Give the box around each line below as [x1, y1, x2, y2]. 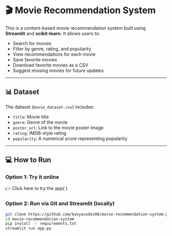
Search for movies [12, 40, 52, 46]
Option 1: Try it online [5, 174, 59, 181]
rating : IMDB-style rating [12, 130, 67, 136]
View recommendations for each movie [12, 51, 96, 57]
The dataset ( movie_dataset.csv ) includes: [5, 104, 95, 110]
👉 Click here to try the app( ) [5, 185, 68, 192]
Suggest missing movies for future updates [12, 67, 104, 74]
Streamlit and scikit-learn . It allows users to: [5, 30, 100, 36]
